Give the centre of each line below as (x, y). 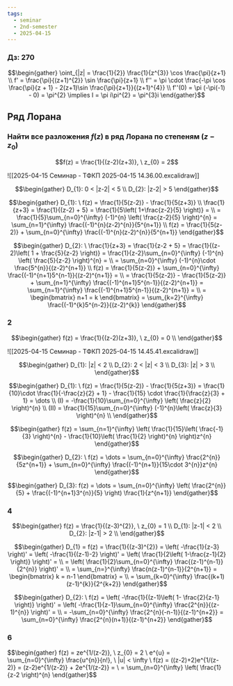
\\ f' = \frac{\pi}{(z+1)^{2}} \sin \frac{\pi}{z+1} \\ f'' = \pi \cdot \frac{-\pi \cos (117, 80)
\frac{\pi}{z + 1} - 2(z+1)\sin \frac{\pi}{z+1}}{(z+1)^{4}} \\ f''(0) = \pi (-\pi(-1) (117, 87)
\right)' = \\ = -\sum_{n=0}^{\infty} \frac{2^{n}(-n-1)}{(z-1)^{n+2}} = (127, 612)
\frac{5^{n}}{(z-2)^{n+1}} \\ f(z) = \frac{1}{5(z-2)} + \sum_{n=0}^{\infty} (117, 267)
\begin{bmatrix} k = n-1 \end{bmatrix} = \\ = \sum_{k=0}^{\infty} (101, 577)
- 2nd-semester (35, 26)
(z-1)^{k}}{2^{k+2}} (94, 584)
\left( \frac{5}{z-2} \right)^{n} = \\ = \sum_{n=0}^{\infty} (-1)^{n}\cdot (117, 260)
